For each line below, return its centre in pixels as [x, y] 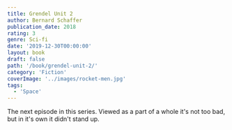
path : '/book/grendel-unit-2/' [53, 66]
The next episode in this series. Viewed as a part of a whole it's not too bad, [116, 112]
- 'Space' [28, 92]
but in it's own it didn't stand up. [53, 119]
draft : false [26, 59]
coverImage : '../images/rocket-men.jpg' [67, 79]
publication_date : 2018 [42, 27]
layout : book [26, 53]
